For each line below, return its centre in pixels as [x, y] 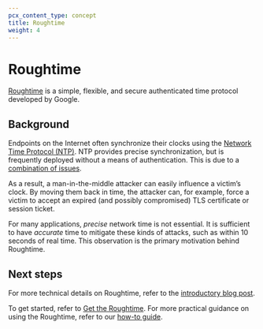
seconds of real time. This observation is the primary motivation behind [124, 241]
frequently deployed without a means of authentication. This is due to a [124, 160]
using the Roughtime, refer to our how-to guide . [85, 316]
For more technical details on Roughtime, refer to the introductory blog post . [132, 293]
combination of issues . [45, 168]
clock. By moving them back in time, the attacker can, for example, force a [129, 192]
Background [39, 124]
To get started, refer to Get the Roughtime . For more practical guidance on [129, 308]
